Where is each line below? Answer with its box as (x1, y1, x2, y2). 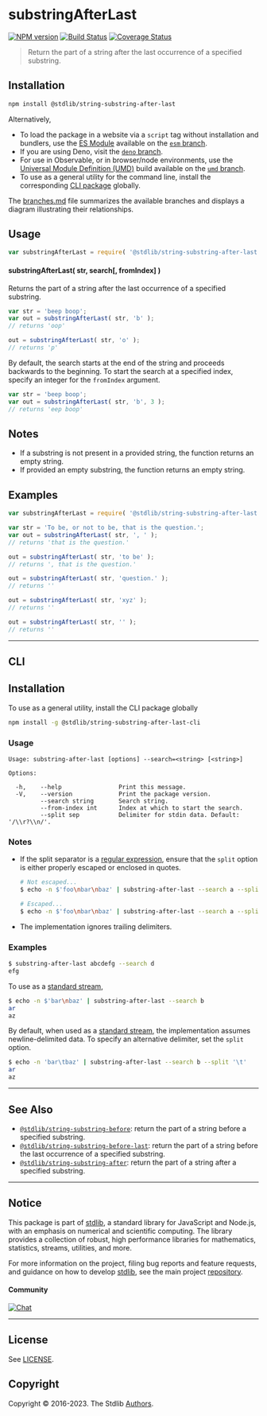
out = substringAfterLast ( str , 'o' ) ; (8, 336, 141, 344)
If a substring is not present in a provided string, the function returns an (19, 448, 254, 458)
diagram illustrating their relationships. (8, 204, 133, 214)
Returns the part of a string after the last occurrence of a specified (8, 283, 226, 293)
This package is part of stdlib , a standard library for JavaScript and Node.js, (8, 1217, 257, 1227)
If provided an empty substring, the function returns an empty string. (19, 465, 246, 475)
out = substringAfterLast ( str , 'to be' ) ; (8, 553, 155, 561)
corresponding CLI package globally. (19, 181, 141, 190)
